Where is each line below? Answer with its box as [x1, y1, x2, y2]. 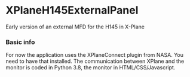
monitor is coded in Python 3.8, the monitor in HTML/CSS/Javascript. [5, 64, 176, 71]
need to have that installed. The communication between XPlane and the [5, 57, 185, 65]
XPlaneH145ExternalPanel [5, 4, 139, 17]
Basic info [5, 38, 35, 46]
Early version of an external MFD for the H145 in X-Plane [5, 23, 145, 30]
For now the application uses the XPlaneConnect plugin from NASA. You [5, 52, 183, 59]
